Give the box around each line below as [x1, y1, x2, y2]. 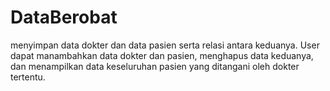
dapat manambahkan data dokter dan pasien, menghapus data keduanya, [10, 49, 314, 61]
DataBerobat [10, 6, 118, 29]
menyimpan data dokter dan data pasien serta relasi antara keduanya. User [10, 39, 320, 51]
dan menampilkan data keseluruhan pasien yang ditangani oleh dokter [10, 60, 300, 72]
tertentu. [10, 71, 46, 83]
